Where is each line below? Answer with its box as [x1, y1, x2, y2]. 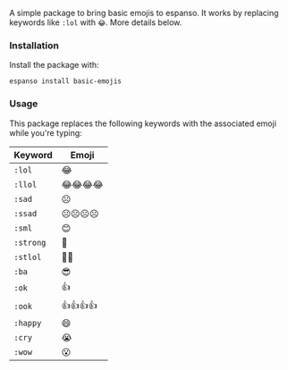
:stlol [13, 252, 42, 262]
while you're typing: [9, 127, 82, 138]
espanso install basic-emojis [9, 77, 123, 86]
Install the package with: [9, 60, 100, 71]
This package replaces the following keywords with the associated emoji [9, 118, 277, 129]
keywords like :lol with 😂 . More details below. [9, 17, 182, 28]
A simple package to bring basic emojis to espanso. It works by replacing [9, 8, 279, 18]
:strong [13, 237, 47, 248]
